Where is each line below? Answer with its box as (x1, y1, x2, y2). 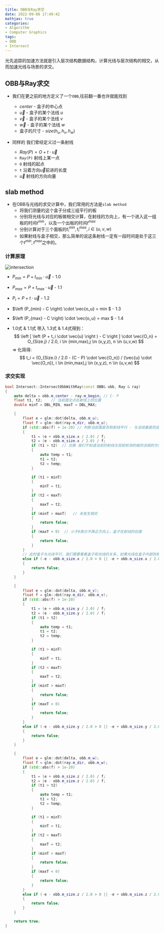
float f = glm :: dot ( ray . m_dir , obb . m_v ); (22, 593, 108, 598)
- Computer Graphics (5, 30, 47, 35)
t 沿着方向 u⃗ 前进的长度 (19, 167, 67, 173)
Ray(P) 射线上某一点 (19, 155, 60, 161)
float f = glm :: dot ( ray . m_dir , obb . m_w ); (22, 760, 108, 765)
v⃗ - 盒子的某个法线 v (19, 116, 63, 122)
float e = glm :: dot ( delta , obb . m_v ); (22, 588, 99, 593)
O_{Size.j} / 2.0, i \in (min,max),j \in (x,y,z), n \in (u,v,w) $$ (27, 338, 144, 344)
